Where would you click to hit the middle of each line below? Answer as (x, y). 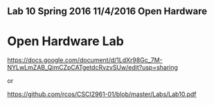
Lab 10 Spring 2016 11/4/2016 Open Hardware (107, 11)
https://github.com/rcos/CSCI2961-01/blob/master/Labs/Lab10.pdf (102, 94)
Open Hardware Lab (66, 41)
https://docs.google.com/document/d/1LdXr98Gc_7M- (85, 60)
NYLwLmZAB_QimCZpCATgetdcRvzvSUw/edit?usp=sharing (93, 68)
